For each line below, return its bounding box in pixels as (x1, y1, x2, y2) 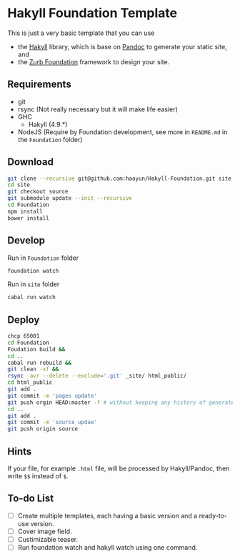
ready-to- (199, 511, 227, 520)
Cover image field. (17, 527, 73, 535)
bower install (7, 214, 50, 222)
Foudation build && (7, 346, 66, 353)
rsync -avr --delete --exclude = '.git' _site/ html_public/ (7, 373, 187, 380)
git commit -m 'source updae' (7, 419, 98, 426)
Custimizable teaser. (17, 535, 79, 543)
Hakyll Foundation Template (7, 5, 177, 21)
